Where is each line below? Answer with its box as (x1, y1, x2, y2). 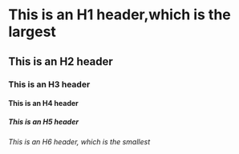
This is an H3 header (8, 79, 91, 90)
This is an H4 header (8, 99, 79, 108)
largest (8, 22, 56, 41)
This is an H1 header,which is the (8, 6, 231, 24)
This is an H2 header (8, 55, 114, 68)
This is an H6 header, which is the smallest (8, 137, 151, 147)
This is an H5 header (8, 116, 79, 126)
